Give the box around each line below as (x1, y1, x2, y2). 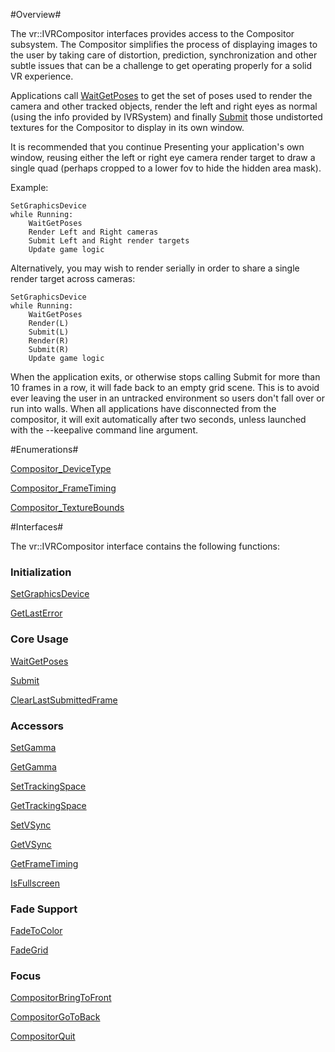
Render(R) (28, 336, 70, 346)
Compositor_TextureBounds (10, 502, 125, 513)
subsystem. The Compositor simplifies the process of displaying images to (10, 39, 318, 50)
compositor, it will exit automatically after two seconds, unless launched (10, 414, 307, 425)
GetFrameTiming (10, 857, 79, 869)
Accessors (10, 719, 65, 733)
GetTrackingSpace (10, 799, 87, 811)
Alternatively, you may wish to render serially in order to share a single (10, 262, 300, 274)
